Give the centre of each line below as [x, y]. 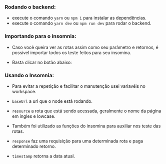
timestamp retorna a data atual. [43, 156]
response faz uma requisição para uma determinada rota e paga [77, 141]
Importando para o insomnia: [40, 36]
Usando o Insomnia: [29, 75]
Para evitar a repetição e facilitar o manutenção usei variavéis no [79, 86]
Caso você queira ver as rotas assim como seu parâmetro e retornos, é [85, 47]
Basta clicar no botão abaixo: [42, 62]
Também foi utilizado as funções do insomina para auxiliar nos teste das [86, 126]
